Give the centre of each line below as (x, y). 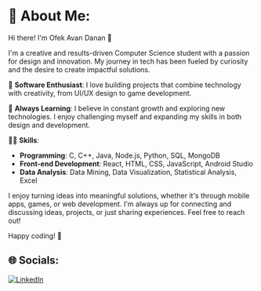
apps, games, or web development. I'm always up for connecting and (120, 204)
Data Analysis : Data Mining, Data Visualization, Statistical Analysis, (128, 172)
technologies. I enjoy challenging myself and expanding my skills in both (125, 116)
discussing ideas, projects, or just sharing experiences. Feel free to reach (127, 212)
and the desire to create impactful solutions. (79, 69)
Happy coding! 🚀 (35, 235)
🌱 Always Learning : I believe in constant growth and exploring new (117, 108)
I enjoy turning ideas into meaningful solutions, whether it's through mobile (129, 195)
